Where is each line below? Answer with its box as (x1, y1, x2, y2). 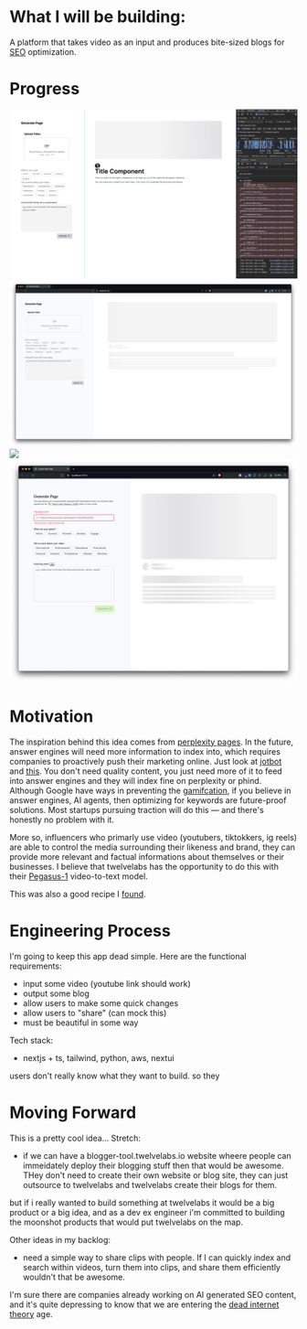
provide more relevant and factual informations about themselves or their (9, 851, 285, 862)
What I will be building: (9, 6, 186, 27)
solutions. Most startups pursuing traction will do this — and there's (9, 804, 265, 815)
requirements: (9, 960, 62, 971)
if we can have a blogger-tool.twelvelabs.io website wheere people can (22, 1150, 292, 1161)
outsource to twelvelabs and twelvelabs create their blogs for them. (22, 1179, 277, 1190)
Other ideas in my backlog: (9, 1234, 111, 1245)
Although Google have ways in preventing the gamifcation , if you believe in (9, 785, 291, 796)
